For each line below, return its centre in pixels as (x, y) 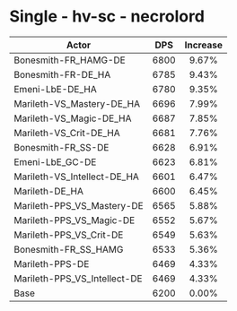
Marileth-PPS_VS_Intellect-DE (78, 278)
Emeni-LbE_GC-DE (55, 161)
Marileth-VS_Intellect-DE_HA (76, 177)
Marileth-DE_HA (48, 191)
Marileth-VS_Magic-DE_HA (73, 118)
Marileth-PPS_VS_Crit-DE (69, 235)
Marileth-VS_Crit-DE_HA (67, 133)
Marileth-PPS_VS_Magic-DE (75, 220)
